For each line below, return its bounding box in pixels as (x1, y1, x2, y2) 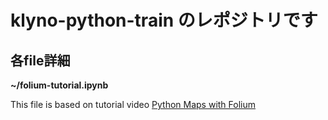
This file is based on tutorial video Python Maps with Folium (10, 99, 257, 110)
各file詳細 (10, 52, 71, 69)
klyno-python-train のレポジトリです (10, 9, 318, 32)
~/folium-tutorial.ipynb (10, 79, 109, 91)
